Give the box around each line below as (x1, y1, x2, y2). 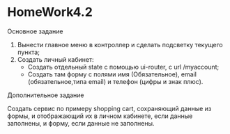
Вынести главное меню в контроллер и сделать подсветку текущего (17, 40, 223, 49)
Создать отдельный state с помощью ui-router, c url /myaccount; (27, 62, 220, 71)
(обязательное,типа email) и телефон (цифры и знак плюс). (27, 77, 204, 85)
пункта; (17, 48, 40, 56)
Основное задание (7, 27, 63, 35)
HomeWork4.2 (7, 4, 93, 20)
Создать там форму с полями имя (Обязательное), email (27, 70, 197, 78)
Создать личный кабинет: (17, 55, 94, 63)
